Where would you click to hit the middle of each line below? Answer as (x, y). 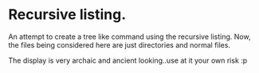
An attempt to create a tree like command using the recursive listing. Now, (129, 36)
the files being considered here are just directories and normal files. (120, 44)
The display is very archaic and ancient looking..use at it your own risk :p (128, 60)
